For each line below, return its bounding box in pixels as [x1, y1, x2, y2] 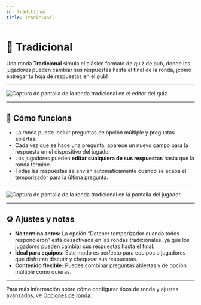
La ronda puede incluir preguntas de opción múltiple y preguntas [14, 129, 175, 136]
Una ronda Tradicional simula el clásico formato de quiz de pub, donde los [6, 60, 191, 67]
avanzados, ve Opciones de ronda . [6, 292, 92, 299]
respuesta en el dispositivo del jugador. [14, 148, 112, 156]
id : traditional [6, 8, 47, 15]
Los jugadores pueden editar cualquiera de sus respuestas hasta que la [14, 154, 194, 162]
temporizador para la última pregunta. [14, 174, 109, 181]
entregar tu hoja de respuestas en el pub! [6, 73, 108, 80]
